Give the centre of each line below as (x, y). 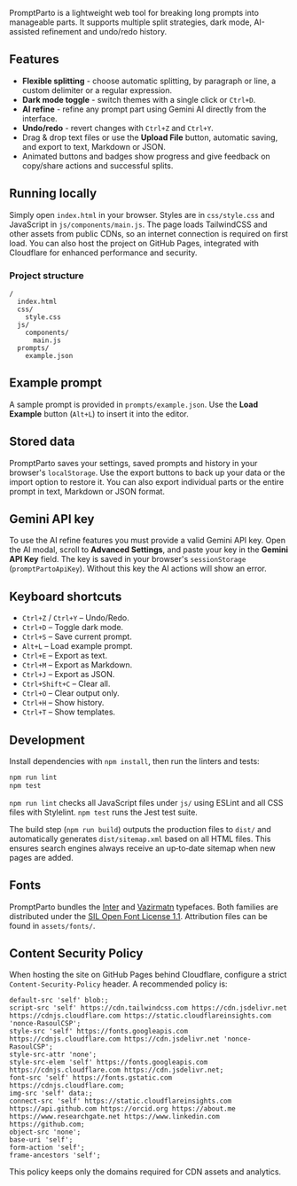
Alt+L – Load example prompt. (77, 646)
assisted (24, 31)
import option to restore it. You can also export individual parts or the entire (147, 481)
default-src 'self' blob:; (59, 1001)
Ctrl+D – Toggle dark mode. (73, 628)
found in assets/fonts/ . (52, 925)
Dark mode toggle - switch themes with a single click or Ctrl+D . (139, 99)
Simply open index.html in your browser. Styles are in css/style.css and (142, 215)
